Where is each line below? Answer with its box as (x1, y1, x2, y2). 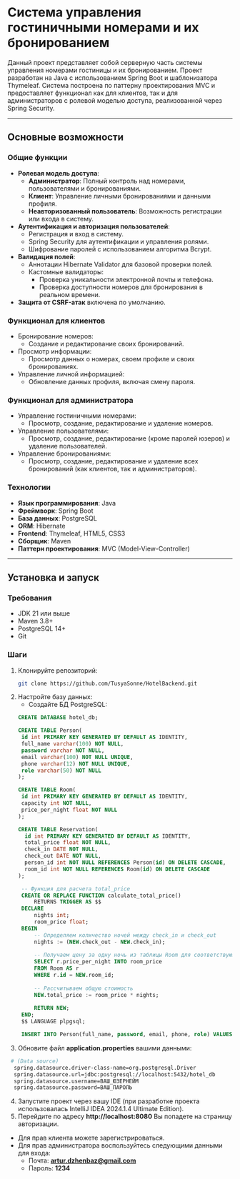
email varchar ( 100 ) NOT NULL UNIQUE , (21, 753, 134, 761)
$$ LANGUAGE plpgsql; (21, 1018, 86, 1025)
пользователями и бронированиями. (28, 184, 141, 193)
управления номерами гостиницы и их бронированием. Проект (7, 66, 203, 74)
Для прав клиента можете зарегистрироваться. (17, 1133, 165, 1143)
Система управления (7, 4, 141, 21)
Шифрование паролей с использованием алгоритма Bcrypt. (28, 244, 212, 254)
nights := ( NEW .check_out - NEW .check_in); (34, 938, 166, 945)
